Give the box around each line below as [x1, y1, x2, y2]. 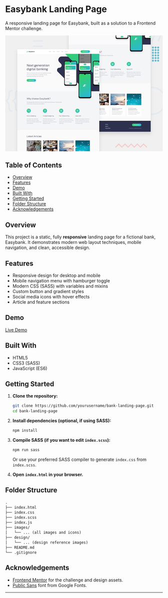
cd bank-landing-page [12, 409, 57, 414]
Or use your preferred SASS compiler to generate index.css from [12, 456, 146, 462]
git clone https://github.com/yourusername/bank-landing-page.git [12, 403, 154, 409]
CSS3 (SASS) [12, 360, 40, 366]
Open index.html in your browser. [12, 471, 83, 477]
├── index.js [5, 520, 32, 525]
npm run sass [12, 447, 40, 453]
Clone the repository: [12, 393, 58, 399]
